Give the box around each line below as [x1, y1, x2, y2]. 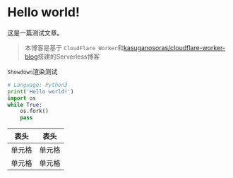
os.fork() [20, 107, 49, 115]
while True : [7, 101, 42, 108]
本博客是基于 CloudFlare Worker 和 [24, 43, 124, 52]
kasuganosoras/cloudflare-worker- [123, 43, 226, 52]
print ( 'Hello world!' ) [7, 88, 74, 95]
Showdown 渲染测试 [7, 67, 58, 76]
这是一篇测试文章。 [7, 28, 64, 37]
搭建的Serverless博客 [37, 52, 100, 61]
